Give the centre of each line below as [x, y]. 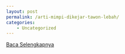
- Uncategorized [37, 28]
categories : [21, 22]
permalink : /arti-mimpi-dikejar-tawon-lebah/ [62, 17]
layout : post [22, 11]
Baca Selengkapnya [30, 45]
